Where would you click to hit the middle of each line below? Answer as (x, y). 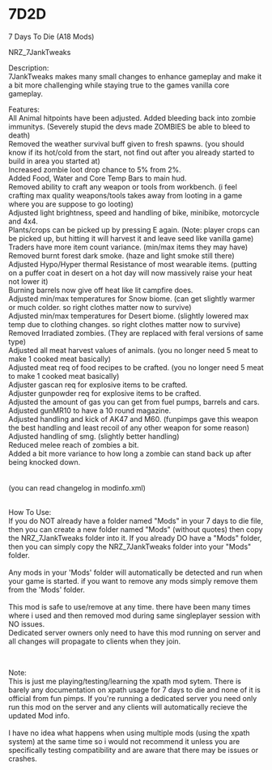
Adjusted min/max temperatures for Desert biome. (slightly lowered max (129, 316)
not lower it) (28, 281)
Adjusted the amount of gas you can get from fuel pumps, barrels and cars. (134, 402)
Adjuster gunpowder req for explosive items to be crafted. (105, 393)
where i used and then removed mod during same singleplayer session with (134, 615)
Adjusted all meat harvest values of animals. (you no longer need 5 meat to (134, 350)
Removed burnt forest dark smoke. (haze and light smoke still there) (121, 255)
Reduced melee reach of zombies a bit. (74, 445)
